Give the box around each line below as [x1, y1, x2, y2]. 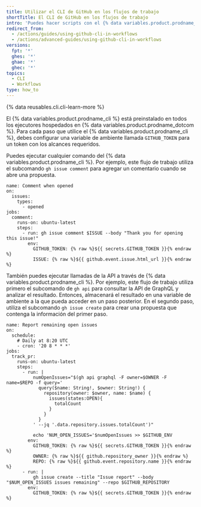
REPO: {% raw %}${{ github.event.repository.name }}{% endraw [32, 458, 191, 464]
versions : [6, 43, 31, 49]
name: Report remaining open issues [6, 322, 98, 328]
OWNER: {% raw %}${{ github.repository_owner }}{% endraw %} [32, 453, 188, 459]
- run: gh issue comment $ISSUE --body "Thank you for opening [22, 230, 184, 236]
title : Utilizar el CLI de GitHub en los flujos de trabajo [6, 8, 160, 15]
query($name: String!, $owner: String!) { [38, 385, 146, 391]
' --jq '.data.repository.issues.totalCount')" [32, 421, 154, 428]
